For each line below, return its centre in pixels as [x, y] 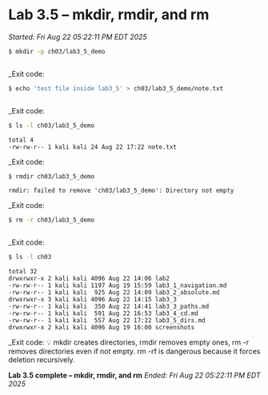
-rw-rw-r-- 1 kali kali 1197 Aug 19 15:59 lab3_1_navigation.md [118, 285]
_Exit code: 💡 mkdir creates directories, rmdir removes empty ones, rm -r [129, 342]
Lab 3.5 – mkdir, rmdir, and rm [109, 15]
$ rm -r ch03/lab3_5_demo [51, 220]
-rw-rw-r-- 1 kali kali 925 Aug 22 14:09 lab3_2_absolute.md [114, 293]
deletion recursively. [42, 360]
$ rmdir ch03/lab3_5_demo [51, 176]
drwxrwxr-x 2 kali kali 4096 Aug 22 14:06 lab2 [89, 279]
